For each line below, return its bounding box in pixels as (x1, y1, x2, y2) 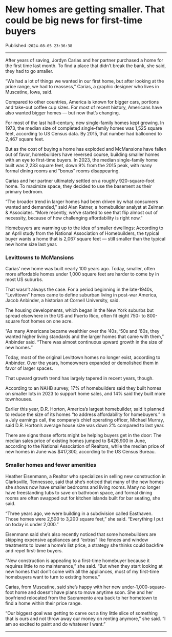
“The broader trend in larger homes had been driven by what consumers (5, 198, 159, 205)
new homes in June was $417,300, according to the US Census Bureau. (5, 449, 156, 455)
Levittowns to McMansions (5, 254, 74, 261)
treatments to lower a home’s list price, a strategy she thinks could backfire (5, 542, 164, 548)
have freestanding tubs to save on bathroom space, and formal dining (5, 489, 153, 495)
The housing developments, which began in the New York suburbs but (5, 307, 154, 313)
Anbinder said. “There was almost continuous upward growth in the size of (5, 339, 163, 345)
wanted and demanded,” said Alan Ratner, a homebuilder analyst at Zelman (5, 204, 164, 210)
